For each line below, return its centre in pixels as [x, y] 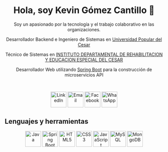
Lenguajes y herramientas [47, 122]
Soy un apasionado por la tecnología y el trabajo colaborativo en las [84, 24]
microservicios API [84, 74]
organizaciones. [84, 29]
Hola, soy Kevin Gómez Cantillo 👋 [84, 10]
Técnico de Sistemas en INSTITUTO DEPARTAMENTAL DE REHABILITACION [84, 54]
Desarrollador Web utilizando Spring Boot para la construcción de [84, 69]
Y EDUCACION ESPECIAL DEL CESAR [84, 59]
